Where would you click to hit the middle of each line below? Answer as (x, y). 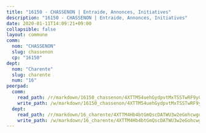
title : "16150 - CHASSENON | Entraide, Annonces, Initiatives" (89, 12)
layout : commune (27, 35)
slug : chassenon (32, 52)
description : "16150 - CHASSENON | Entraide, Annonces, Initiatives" (97, 18)
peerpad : (17, 86)
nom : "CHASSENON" (34, 47)
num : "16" (24, 80)
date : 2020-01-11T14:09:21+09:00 (49, 23)
